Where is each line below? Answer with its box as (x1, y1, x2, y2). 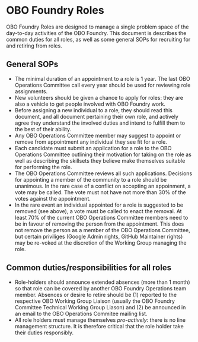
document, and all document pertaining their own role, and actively (14, 113, 179, 120)
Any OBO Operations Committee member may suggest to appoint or (14, 132, 181, 139)
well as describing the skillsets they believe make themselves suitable (14, 157, 186, 164)
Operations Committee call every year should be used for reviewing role (14, 81, 191, 88)
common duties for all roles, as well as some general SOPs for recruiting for (6, 36, 191, 43)
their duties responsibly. (14, 329, 74, 336)
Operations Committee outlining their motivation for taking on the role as (14, 151, 191, 158)
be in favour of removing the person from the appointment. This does (14, 220, 184, 227)
